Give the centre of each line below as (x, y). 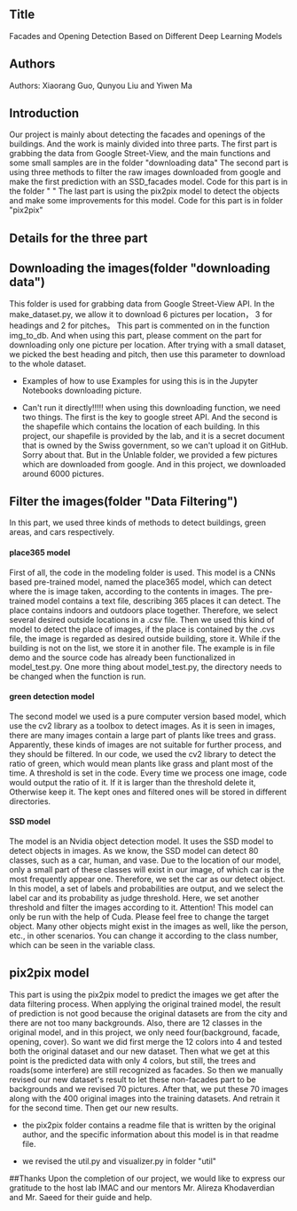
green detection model (52, 697)
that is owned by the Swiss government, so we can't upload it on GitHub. (155, 445)
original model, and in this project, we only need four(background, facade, (145, 1032)
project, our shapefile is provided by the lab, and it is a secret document (153, 435)
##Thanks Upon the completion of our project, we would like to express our (147, 1178)
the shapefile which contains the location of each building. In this (141, 426)
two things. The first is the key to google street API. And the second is (149, 417)
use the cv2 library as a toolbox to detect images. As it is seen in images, (142, 725)
